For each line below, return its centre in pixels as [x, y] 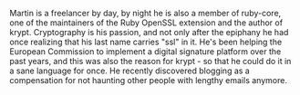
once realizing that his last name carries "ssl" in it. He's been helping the [146, 42]
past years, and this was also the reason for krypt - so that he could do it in [150, 61]
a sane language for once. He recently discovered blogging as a [130, 71]
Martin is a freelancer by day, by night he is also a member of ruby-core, [145, 13]
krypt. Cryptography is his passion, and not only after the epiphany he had [149, 32]
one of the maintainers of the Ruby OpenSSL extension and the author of [146, 23]
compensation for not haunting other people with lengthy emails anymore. [148, 80]
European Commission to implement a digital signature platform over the [145, 52]
